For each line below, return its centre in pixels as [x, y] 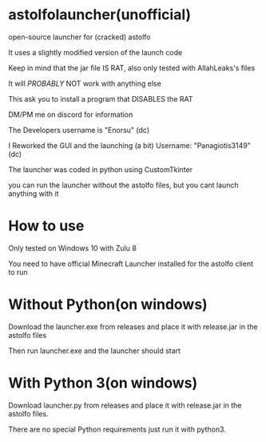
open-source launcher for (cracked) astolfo [79, 37]
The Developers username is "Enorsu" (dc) [79, 130]
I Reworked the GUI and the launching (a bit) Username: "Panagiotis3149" [130, 145]
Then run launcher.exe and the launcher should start [95, 351]
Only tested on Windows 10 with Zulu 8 [73, 248]
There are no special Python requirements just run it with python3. [117, 429]
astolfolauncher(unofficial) [100, 15]
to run [18, 272]
